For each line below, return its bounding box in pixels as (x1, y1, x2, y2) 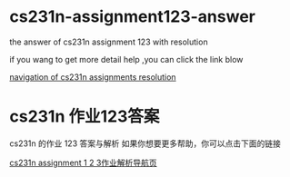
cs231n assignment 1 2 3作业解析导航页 (9, 157, 157, 168)
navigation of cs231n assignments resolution (9, 71, 176, 83)
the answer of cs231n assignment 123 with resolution (9, 36, 208, 47)
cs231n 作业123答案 (9, 106, 160, 127)
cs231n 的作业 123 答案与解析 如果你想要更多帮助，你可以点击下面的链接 (9, 138, 282, 149)
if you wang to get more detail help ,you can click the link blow (9, 54, 244, 64)
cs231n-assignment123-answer (9, 6, 256, 27)
